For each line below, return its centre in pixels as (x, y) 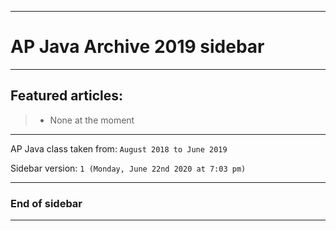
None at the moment (92, 120)
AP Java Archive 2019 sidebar (137, 47)
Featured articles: (67, 96)
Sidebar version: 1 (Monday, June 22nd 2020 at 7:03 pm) (128, 168)
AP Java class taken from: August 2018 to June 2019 (119, 148)
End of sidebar (46, 203)
